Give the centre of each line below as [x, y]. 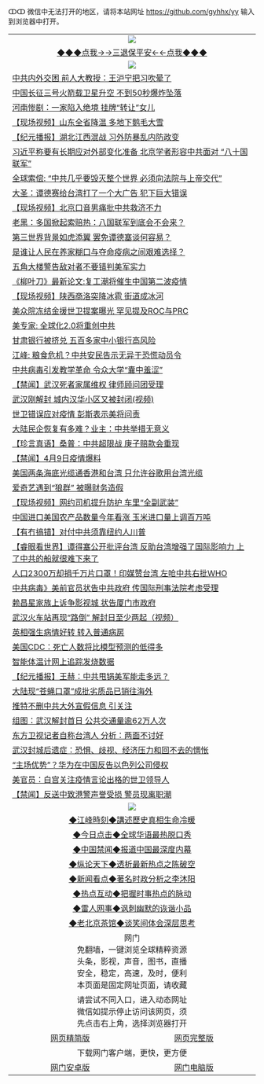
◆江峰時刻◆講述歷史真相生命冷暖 [132, 820]
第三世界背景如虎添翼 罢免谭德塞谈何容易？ [92, 237]
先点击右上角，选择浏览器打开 [132, 1023]
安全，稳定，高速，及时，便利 [132, 973]
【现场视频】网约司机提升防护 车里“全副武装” [95, 503]
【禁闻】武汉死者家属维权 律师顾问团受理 [88, 385]
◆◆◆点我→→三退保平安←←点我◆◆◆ [132, 52]
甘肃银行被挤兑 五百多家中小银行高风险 [84, 340]
